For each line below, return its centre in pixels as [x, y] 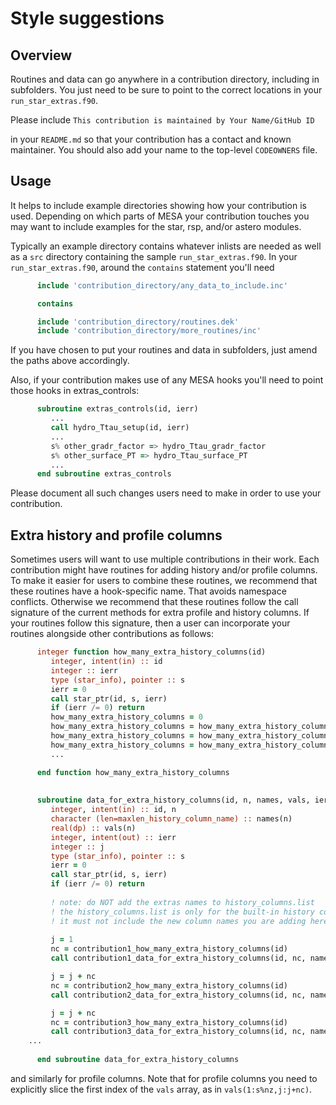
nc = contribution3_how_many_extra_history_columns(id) [169, 1022]
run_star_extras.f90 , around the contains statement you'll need [142, 267]
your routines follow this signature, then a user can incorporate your [150, 623]
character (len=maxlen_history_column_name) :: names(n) [171, 819]
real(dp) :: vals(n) [93, 828]
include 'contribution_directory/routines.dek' [138, 322]
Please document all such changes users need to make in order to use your [166, 493]
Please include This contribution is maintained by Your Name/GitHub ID [162, 120]
